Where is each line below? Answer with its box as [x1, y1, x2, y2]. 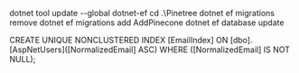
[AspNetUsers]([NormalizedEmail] [9, 44, 136, 55]
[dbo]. [229, 35, 253, 45]
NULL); [9, 54, 36, 64]
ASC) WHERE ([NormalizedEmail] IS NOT [137, 44, 291, 55]
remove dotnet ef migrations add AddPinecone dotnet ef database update [9, 17, 285, 28]
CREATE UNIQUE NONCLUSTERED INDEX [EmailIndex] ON [9, 35, 229, 45]
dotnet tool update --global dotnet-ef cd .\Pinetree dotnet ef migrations [9, 8, 276, 18]
